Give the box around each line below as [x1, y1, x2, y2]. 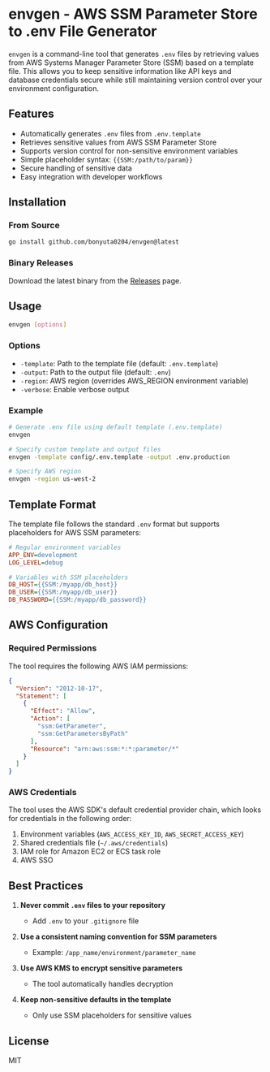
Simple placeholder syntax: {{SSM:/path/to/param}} [19, 154, 193, 164]
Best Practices [8, 879, 84, 893]
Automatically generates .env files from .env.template [19, 128, 201, 138]
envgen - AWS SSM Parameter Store [8, 5, 258, 24]
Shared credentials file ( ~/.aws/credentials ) [19, 838, 169, 848]
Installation [8, 196, 66, 210]
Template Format [8, 497, 96, 512]
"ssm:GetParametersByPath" [37, 729, 129, 737]
